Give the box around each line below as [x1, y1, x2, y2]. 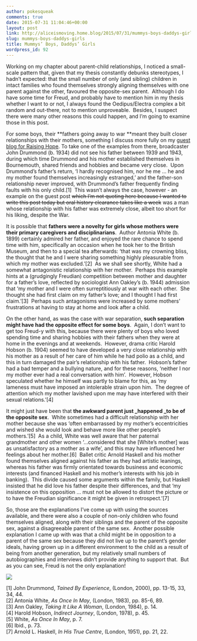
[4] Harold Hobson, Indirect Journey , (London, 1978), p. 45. [6, 609, 150, 616]
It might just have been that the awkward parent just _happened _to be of [6, 407, 186, 414]
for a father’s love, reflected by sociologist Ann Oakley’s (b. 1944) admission [6, 279, 190, 286]
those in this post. [6, 118, 49, 126]
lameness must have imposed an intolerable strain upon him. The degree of [6, 384, 190, 391]
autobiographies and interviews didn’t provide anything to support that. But [6, 555, 189, 563]
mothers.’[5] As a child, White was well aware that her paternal [6, 432, 159, 439]
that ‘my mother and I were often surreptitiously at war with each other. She [6, 285, 190, 292]
